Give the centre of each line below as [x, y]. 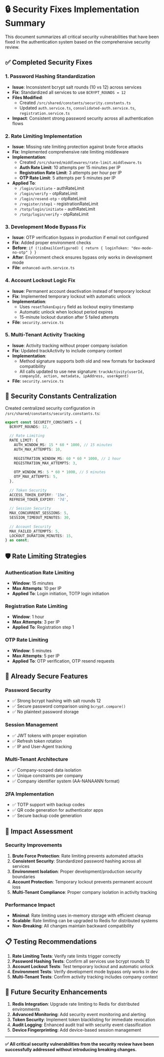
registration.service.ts [45, 113]
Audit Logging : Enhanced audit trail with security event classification [82, 1025]
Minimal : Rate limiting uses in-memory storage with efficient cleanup [82, 916]
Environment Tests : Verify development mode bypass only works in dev [85, 971]
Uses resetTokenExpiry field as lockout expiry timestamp [77, 306]
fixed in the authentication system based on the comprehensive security [78, 42]
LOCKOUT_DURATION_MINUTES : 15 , [41, 536]
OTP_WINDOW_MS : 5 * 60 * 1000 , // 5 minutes [60, 472]
